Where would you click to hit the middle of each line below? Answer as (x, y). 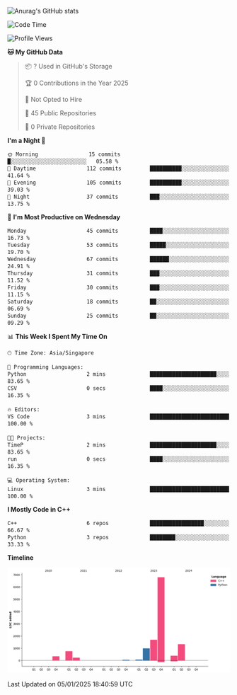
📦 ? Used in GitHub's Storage (69, 66)
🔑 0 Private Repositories (60, 127)
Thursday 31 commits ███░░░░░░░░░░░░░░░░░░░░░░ (118, 273)
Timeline (21, 558)
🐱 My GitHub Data (35, 52)
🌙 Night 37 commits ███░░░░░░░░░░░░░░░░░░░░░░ (118, 197)
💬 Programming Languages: (45, 367)
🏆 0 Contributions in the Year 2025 (76, 83)
